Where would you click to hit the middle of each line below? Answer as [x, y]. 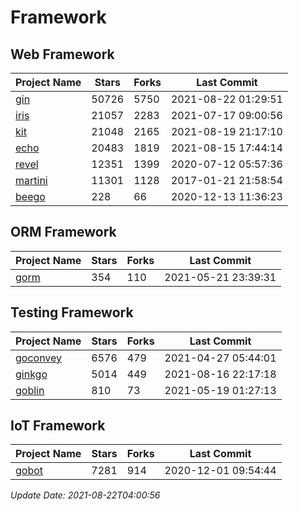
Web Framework [62, 54]
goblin [30, 390]
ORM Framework [63, 232]
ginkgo [31, 374]
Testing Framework [72, 312]
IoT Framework [58, 426]
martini [31, 180]
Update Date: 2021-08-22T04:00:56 [85, 495]
